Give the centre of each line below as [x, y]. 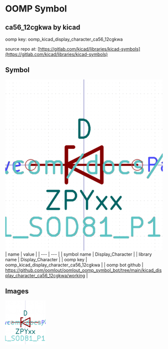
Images [17, 291]
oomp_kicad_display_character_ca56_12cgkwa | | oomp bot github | [74, 265]
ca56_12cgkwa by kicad [43, 27]
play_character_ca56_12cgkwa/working [45, 275]
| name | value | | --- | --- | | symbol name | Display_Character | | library [78, 254]
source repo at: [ [22, 49]
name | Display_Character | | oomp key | [46, 259]
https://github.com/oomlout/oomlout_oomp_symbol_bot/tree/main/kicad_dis [83, 270]
